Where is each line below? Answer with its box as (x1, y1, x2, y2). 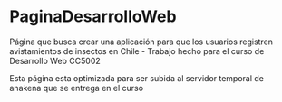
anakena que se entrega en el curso (9, 82, 143, 93)
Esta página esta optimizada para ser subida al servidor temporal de (9, 72, 265, 83)
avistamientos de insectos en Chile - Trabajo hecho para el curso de (9, 45, 265, 56)
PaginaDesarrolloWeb (9, 6, 177, 27)
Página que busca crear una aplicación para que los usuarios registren (9, 36, 274, 47)
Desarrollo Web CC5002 (9, 55, 102, 66)
